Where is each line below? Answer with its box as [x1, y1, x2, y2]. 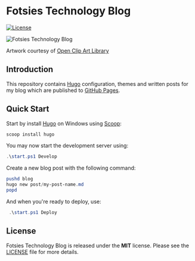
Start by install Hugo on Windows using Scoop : [6, 119, 122, 127]
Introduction [6, 65, 54, 75]
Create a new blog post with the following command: [6, 164, 136, 171]
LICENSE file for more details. [6, 248, 79, 255]
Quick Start [6, 104, 49, 114]
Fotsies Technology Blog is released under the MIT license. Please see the [6, 242, 190, 249]
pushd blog [6, 176, 33, 182]
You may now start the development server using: [6, 142, 129, 149]
